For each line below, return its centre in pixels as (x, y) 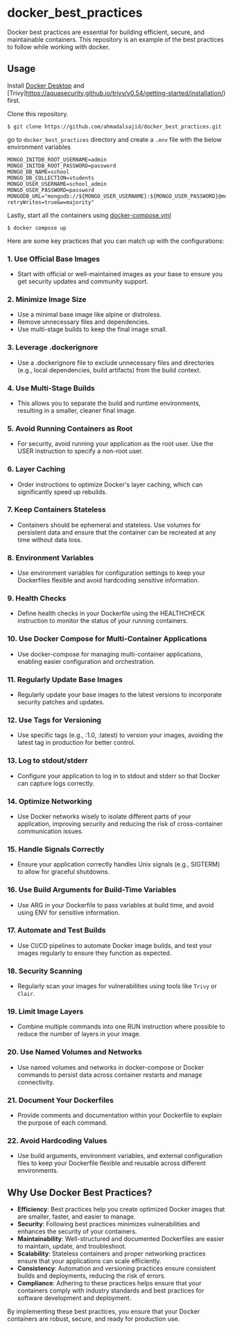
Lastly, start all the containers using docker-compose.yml (89, 215)
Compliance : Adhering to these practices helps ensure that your (109, 1283)
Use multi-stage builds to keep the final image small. (92, 329)
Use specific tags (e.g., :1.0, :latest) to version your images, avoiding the (120, 735)
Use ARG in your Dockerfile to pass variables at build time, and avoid (115, 905)
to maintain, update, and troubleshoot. (72, 1246)
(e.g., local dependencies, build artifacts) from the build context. (109, 370)
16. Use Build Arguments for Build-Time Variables (92, 890)
